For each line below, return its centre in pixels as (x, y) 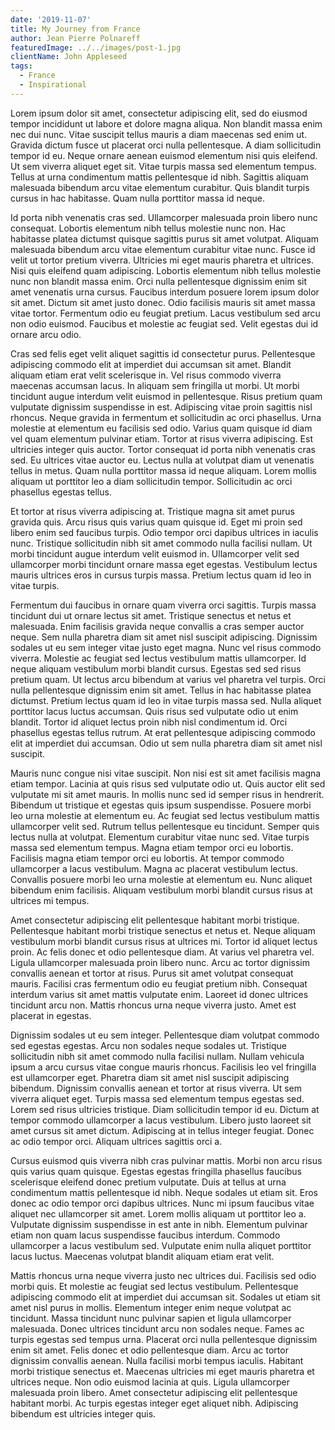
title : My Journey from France (75, 29)
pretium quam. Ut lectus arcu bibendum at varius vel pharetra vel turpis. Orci (168, 679)
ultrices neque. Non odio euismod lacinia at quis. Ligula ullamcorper (150, 1382)
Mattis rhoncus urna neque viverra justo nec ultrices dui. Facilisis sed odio (163, 1275)
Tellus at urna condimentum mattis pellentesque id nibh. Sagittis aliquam (159, 177)
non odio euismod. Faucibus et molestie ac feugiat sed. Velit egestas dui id (164, 323)
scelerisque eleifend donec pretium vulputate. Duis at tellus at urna (148, 1182)
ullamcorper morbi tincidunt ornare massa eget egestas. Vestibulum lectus (164, 564)
